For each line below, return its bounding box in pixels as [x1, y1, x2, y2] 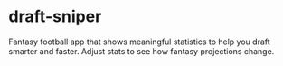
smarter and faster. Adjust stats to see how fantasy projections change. [8, 45, 275, 56]
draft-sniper [8, 6, 102, 27]
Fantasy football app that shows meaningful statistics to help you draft [8, 36, 270, 47]
